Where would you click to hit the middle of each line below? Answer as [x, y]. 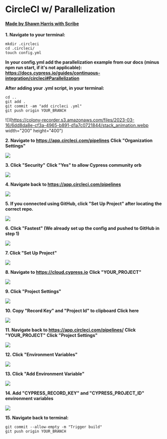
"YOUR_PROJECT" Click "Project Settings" [52, 335]
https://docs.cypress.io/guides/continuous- [53, 73]
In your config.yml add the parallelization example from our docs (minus [82, 62]
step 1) [12, 234]
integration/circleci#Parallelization [42, 78]
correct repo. [19, 209]
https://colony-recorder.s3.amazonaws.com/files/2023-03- [73, 120]
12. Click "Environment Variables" [41, 355]
